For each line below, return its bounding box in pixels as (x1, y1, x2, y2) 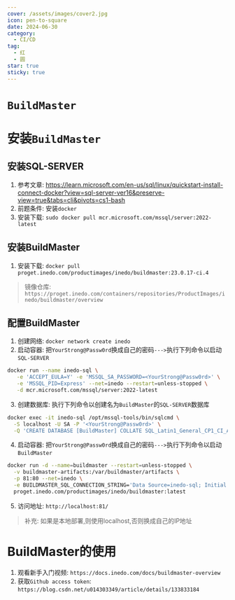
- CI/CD (13, 36, 36, 43)
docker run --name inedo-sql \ (7, 367, 99, 375)
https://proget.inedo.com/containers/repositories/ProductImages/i (24, 290, 225, 298)
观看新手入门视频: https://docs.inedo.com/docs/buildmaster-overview (17, 568, 221, 576)
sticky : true (7, 69, 45, 76)
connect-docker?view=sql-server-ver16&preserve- (17, 188, 165, 197)
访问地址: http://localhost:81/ (17, 501, 108, 510)
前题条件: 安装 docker (17, 204, 77, 212)
